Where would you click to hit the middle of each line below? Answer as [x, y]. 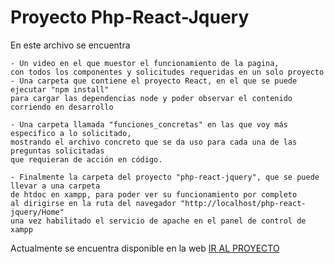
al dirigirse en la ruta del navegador [93, 203]
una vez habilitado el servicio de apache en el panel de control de [158, 221]
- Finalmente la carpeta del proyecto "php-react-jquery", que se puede [165, 177]
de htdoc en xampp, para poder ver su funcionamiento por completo [154, 194]
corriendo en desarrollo [62, 107]
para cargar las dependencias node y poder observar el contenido [151, 98]
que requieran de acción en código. [86, 159]
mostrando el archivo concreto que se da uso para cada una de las [154, 142]
